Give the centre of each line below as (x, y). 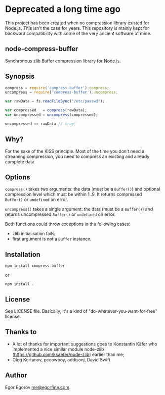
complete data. (21, 161)
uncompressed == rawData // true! (41, 124)
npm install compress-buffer (35, 266)
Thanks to (21, 332)
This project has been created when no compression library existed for (77, 23)
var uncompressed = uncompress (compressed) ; (52, 115)
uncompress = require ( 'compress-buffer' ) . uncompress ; (62, 93)
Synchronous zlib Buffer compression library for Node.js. (63, 61)
